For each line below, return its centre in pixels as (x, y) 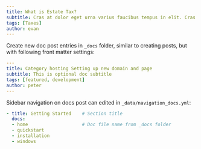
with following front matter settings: (50, 52)
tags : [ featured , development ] (46, 80)
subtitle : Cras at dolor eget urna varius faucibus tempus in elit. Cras (101, 17)
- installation (31, 136)
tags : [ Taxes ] (24, 23)
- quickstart (28, 130)
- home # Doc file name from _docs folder (91, 125)
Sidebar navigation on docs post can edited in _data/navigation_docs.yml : (99, 102)
